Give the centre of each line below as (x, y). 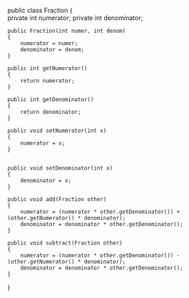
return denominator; (51, 112)
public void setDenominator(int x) (60, 168)
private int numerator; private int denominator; (75, 18)
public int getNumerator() (47, 68)
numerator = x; (43, 143)
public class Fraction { (40, 10)
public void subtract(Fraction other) (65, 243)
